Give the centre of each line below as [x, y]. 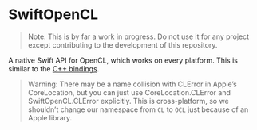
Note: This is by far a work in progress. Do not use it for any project [138, 36]
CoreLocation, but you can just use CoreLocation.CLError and [129, 92]
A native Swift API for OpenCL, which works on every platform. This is [123, 60]
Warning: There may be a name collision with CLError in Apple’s [132, 84]
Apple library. [50, 117]
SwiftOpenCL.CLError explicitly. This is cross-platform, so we [128, 101]
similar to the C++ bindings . [54, 68]
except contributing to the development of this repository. [123, 44]
